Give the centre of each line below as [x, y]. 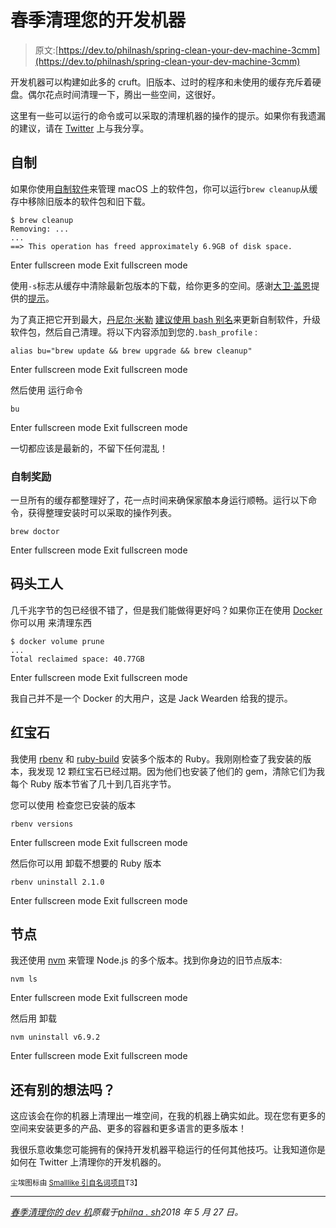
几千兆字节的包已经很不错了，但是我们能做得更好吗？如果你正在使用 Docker [166, 610]
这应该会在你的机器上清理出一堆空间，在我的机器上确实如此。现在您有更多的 [168, 1116]
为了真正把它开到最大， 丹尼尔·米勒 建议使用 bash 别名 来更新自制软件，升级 [166, 319]
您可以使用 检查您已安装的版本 [73, 805]
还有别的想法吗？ [63, 1089]
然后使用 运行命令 [46, 390]
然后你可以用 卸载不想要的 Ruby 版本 [86, 863]
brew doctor [35, 532]
